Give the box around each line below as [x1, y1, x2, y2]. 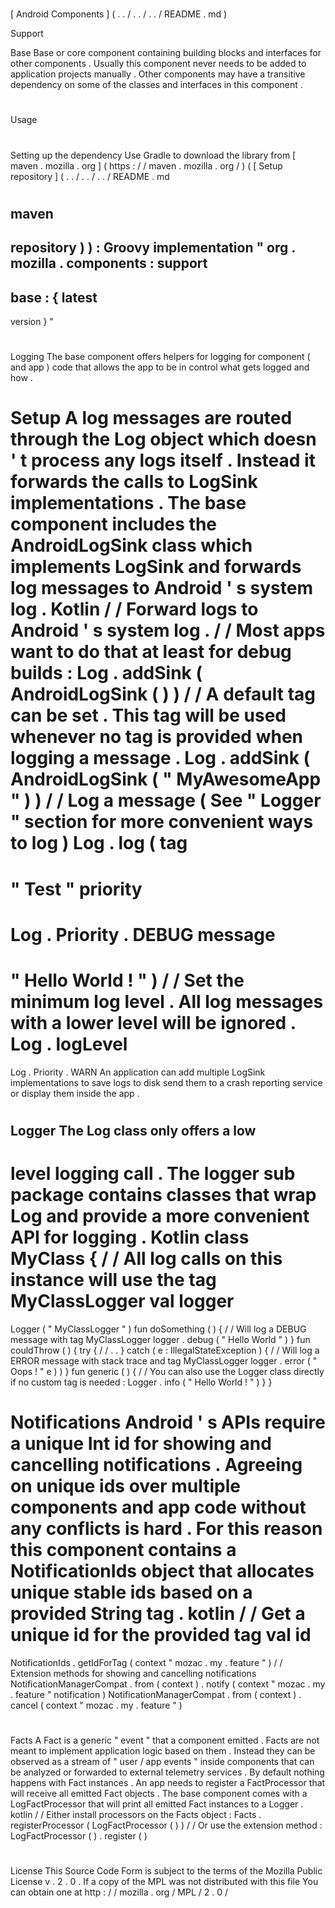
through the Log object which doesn [10, 428, 317, 451]
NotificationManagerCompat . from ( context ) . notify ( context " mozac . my [10, 1678, 326, 1690]
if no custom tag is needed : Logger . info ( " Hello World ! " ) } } [10, 1376, 273, 1388]
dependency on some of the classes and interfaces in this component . [10, 79, 303, 91]
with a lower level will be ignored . [10, 1011, 297, 1034]
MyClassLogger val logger [10, 1290, 235, 1313]
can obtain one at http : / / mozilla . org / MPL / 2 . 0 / [10, 1886, 229, 1898]
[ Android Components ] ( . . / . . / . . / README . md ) [10, 8, 228, 20]
